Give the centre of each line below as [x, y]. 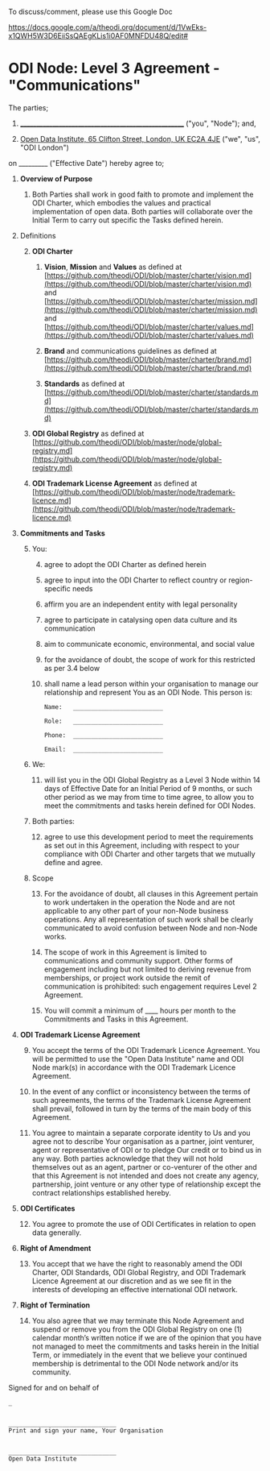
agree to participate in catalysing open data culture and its [141, 619]
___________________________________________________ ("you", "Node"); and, [138, 123]
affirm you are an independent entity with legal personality [141, 604]
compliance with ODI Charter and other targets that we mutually [149, 854]
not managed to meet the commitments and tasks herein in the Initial [145, 1346]
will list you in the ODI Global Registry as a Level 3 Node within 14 [152, 780]
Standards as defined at [84, 383]
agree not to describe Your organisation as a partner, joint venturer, [143, 1141]
